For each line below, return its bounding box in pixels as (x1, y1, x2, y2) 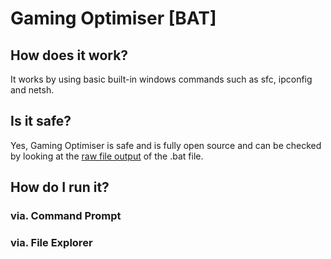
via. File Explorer (10, 236, 93, 250)
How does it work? (10, 47, 129, 64)
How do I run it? (10, 179, 110, 196)
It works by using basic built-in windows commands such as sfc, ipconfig (10, 73, 313, 85)
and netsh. (10, 84, 55, 96)
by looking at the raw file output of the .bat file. (10, 150, 204, 162)
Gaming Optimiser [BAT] (10, 7, 217, 30)
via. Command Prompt (10, 209, 122, 223)
